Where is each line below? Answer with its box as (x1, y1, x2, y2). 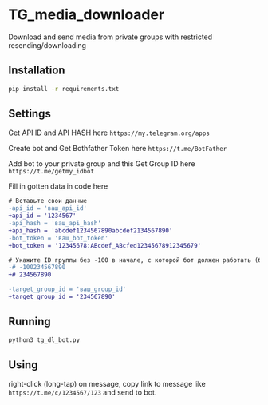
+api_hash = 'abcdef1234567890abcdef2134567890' (8, 226, 173, 235)
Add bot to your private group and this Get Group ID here (8, 159, 195, 169)
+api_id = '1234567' (8, 212, 77, 220)
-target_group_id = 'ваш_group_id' (8, 285, 127, 293)
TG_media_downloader (8, 6, 165, 24)
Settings (8, 107, 52, 121)
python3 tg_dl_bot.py (8, 336, 81, 344)
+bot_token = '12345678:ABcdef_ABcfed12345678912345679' (8, 241, 202, 249)
